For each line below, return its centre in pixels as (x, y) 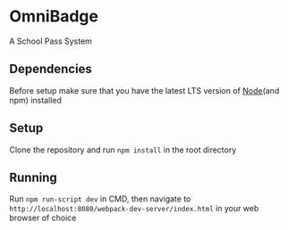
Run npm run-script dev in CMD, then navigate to (100, 199)
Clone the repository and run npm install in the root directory (123, 150)
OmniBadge (54, 16)
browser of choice (43, 218)
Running (34, 177)
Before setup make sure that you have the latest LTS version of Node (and (144, 90)
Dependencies (51, 69)
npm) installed (36, 100)
